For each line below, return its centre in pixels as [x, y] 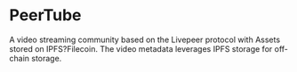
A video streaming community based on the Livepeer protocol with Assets [145, 40]
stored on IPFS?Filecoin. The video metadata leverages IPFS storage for [141, 48]
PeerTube [45, 15]
